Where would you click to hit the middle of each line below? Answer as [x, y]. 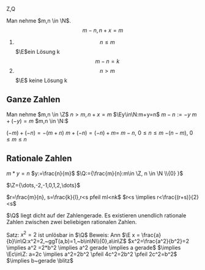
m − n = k [107, 61]
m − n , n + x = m [103, 30]
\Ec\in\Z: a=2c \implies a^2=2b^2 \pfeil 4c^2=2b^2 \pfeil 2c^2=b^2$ [92, 254]
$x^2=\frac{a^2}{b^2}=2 [158, 241]
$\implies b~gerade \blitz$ [40, 261]
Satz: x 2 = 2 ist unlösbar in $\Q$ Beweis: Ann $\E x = [73, 234]
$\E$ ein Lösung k [37, 52]
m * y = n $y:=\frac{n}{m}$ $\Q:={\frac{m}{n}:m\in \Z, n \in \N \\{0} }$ [95, 173]
